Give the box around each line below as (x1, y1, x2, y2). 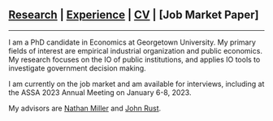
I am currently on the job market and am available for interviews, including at (8, 79, 265, 89)
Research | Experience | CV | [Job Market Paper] (8, 8, 259, 22)
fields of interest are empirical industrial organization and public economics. (8, 45, 262, 55)
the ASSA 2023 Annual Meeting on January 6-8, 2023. (8, 87, 192, 97)
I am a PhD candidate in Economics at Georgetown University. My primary (8, 37, 256, 47)
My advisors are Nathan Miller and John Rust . (8, 103, 162, 113)
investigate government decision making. (8, 63, 146, 73)
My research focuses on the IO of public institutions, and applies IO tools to (8, 54, 261, 64)
